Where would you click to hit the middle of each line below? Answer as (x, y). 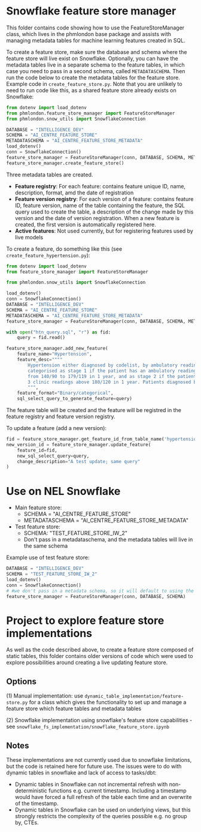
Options (22, 681)
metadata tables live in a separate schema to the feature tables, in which (95, 65)
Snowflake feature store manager (91, 11)
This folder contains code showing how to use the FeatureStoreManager (95, 28)
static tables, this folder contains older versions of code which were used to (100, 656)
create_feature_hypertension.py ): (48, 255)
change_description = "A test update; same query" (79, 461)
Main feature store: (38, 507)
